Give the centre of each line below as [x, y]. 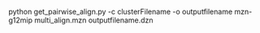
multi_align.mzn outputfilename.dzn [93, 20]
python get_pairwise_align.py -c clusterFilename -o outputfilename [121, 12]
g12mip [21, 20]
